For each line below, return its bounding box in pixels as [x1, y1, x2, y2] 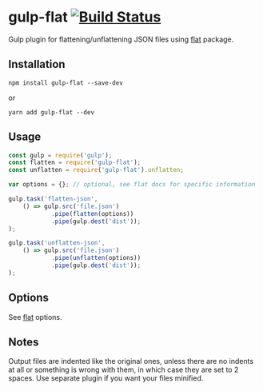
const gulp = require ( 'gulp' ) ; [8, 151, 113, 159]
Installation [8, 58, 66, 71]
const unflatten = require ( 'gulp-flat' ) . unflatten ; [8, 166, 184, 174]
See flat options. [8, 312, 62, 321]
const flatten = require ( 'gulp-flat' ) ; [8, 158, 141, 167]
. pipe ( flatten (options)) [50, 209, 134, 217]
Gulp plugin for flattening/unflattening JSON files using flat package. [8, 34, 234, 44]
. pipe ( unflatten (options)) [50, 254, 141, 262]
